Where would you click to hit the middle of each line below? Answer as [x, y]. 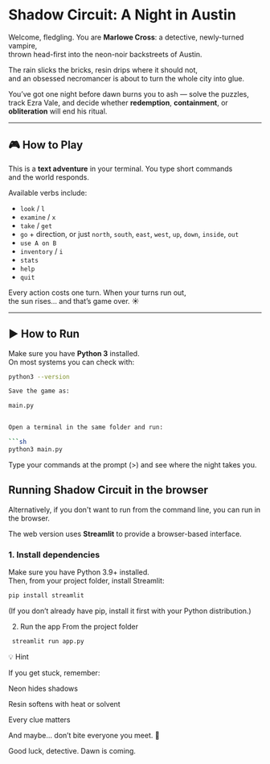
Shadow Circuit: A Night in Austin [123, 15]
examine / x [38, 217]
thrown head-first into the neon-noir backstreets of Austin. [105, 54]
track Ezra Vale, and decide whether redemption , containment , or [119, 102]
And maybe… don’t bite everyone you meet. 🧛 [84, 735]
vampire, [23, 45]
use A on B [38, 243]
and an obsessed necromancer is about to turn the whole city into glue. [127, 78]
